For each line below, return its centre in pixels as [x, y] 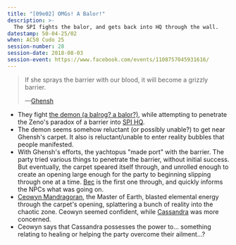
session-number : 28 [36, 46]
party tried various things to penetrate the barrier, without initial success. [123, 159]
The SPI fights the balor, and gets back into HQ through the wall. [116, 27]
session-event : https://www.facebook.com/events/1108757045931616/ [108, 60]
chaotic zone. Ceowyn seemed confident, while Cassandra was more [118, 211]
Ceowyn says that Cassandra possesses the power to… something [114, 227]
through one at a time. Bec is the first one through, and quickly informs [120, 182]
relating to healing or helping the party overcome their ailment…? [111, 234]
